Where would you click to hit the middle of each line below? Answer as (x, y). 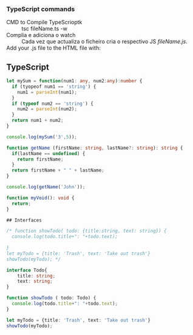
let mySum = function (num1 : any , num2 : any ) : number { (74, 81)
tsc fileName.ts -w (45, 28)
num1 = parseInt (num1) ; (47, 92)
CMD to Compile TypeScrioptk (44, 22)
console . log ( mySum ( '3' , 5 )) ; (42, 137)
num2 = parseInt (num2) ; (47, 109)
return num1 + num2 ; (38, 121)
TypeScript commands (41, 9)
